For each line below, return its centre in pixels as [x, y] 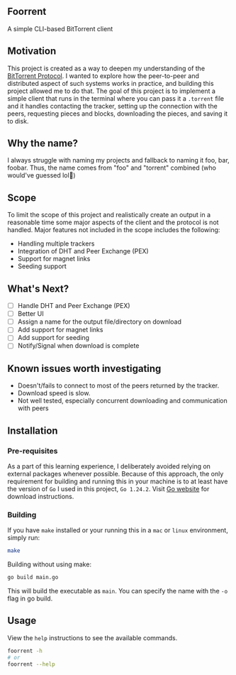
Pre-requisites [33, 451]
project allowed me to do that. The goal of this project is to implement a [112, 91]
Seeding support [42, 266]
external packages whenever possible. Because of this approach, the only [116, 473]
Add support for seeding [54, 338]
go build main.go [33, 578]
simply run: [24, 538]
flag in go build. [30, 598]
